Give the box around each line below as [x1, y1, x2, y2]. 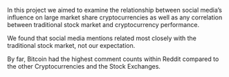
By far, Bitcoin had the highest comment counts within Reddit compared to [7, 55, 219, 63]
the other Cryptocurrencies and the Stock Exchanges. [7, 62, 161, 70]
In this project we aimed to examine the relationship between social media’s [7, 6, 223, 14]
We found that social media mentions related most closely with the [7, 34, 197, 42]
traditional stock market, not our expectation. [7, 42, 136, 49]
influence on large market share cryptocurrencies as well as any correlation [7, 13, 223, 22]
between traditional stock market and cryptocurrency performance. [7, 21, 199, 28]
